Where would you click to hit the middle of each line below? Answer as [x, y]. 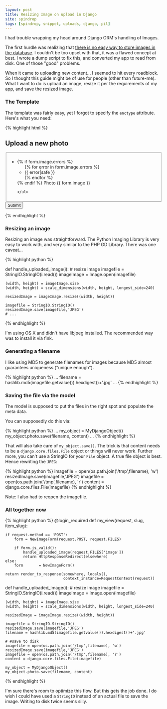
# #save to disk [22, 641]
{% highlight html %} [27, 128]
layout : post [19, 10]
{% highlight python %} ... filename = [43, 377]
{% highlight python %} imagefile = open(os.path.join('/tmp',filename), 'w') [82, 471]
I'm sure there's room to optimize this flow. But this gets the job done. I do [81, 691]
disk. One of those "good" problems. [43, 63]
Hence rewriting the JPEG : [31, 461]
